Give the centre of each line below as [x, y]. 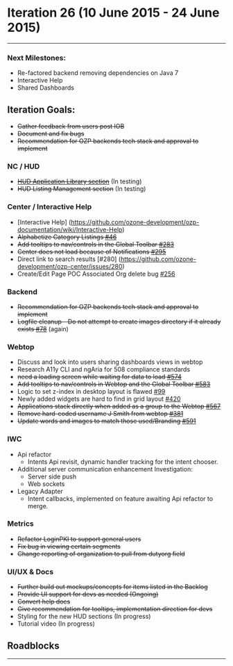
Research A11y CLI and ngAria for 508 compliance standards [104, 369]
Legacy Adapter [40, 491]
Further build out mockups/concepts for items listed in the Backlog [112, 587]
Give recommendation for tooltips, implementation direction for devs [115, 609]
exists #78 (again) [43, 328]
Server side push [52, 476]
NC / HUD [24, 166]
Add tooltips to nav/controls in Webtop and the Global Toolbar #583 [114, 384]
